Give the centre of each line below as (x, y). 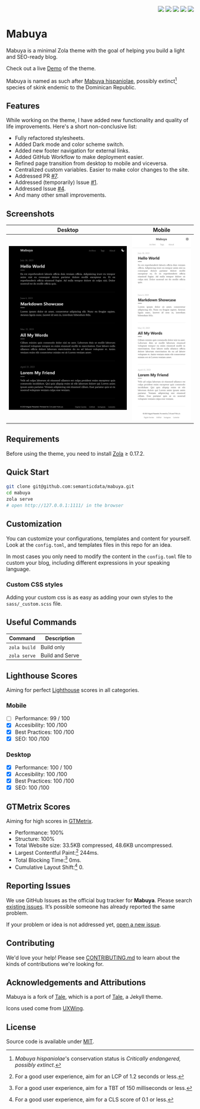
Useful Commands (41, 622)
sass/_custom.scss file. (34, 603)
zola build (22, 647)
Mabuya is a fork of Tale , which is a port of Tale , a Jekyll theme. (85, 997)
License (21, 1027)
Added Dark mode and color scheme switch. (69, 144)
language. (18, 569)
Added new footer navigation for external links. (72, 151)
